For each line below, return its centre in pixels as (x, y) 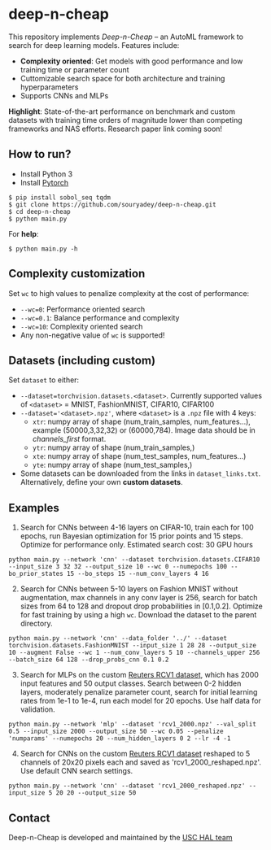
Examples (34, 508)
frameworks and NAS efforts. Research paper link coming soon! (115, 129)
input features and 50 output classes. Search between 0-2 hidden (131, 683)
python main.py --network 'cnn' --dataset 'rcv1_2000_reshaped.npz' (127, 786)
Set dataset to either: (44, 380)
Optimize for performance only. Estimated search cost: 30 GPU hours (137, 545)
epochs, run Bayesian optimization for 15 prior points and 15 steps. (131, 536)
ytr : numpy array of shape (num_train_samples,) (114, 447)
